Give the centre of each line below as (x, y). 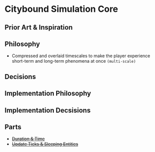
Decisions (20, 77)
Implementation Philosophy (48, 94)
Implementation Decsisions (48, 110)
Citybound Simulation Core (61, 9)
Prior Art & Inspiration (39, 27)
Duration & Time (28, 139)
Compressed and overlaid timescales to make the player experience (81, 56)
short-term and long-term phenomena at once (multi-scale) (74, 61)
